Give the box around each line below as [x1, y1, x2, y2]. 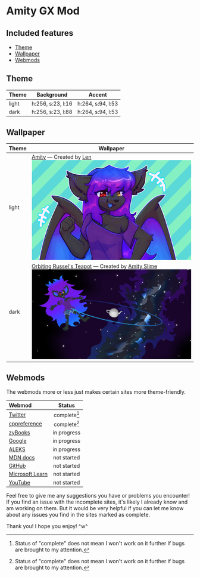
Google [8, 437, 27, 445]
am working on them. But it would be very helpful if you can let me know [6, 505, 184, 512]
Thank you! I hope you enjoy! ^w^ [6, 523, 88, 530]
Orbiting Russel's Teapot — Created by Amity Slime [32, 263, 158, 270]
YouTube [8, 479, 31, 486]
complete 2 [53, 419, 80, 428]
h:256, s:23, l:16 [32, 100, 73, 107]
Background [36, 91, 68, 98]
